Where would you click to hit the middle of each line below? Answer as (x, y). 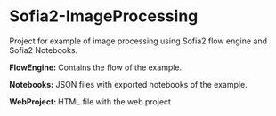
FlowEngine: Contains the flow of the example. (96, 67)
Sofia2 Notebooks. (44, 50)
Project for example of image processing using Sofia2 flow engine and (138, 41)
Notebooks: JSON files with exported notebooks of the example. (128, 84)
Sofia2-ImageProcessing (104, 16)
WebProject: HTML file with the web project (90, 101)
